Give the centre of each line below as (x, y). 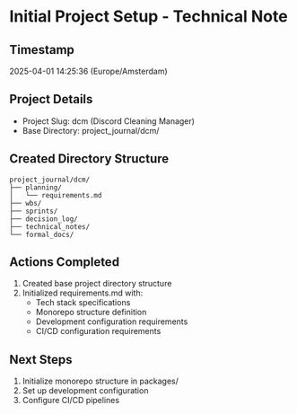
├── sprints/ (34, 211)
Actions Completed (64, 262)
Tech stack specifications (83, 303)
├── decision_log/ (44, 219)
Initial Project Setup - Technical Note (149, 17)
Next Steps (41, 360)
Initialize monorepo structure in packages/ (100, 381)
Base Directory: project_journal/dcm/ (91, 130)
